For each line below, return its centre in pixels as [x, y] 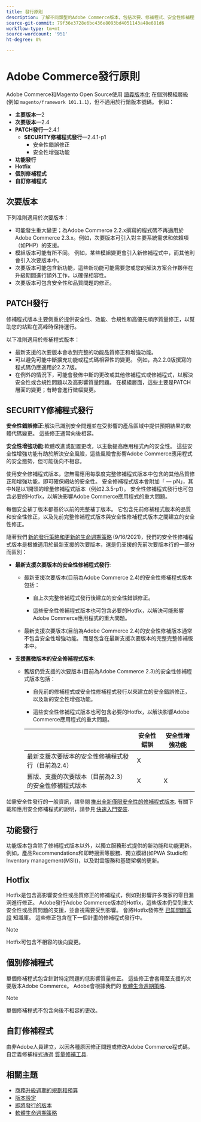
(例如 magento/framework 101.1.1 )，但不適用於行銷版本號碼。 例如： [90, 102]
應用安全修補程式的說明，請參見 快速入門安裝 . [73, 809]
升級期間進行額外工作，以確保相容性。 [62, 275]
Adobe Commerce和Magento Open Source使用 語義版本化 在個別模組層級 [97, 94]
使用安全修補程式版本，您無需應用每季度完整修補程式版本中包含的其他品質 [98, 474]
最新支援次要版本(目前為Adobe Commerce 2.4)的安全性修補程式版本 [108, 578]
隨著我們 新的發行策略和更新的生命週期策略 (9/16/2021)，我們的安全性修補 [97, 537]
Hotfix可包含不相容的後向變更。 [45, 942]
